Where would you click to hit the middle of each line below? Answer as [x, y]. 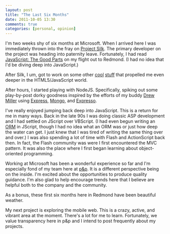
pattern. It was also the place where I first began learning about [72, 148]
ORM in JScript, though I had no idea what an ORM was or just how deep [81, 127]
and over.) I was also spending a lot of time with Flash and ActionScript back [85, 138]
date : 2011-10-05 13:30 [30, 19]
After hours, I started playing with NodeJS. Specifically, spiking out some [82, 90]
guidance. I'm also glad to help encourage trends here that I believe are [80, 180]
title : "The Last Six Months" [37, 15]
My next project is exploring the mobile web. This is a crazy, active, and [80, 210]
